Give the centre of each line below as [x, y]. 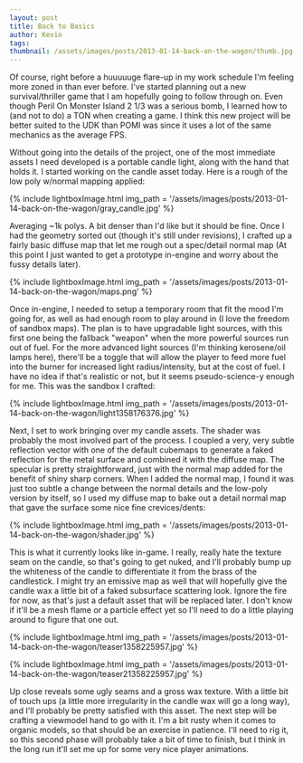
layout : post [34, 18]
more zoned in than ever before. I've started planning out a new [128, 87]
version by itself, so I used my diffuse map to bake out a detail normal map [148, 498]
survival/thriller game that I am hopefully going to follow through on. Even [146, 97]
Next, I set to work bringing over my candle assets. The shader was [135, 431]
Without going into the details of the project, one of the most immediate [142, 153]
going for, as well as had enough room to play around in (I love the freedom [149, 319]
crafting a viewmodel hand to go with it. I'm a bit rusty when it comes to [142, 720]
